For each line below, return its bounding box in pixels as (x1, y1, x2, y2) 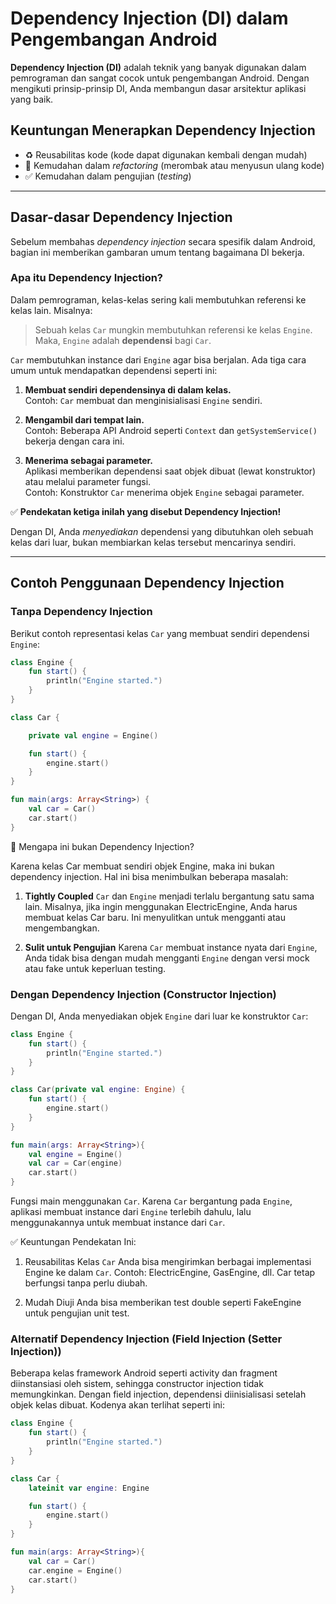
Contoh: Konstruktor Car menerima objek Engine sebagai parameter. (24, 486, 305, 498)
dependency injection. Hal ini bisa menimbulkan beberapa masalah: (10, 870, 289, 882)
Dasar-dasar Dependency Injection (10, 209, 233, 226)
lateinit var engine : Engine (28, 1483, 150, 1493)
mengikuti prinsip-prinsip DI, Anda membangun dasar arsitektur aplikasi (10, 82, 307, 94)
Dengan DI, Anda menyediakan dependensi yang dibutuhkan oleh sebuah (10, 525, 314, 537)
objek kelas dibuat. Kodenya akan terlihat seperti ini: (10, 1399, 226, 1411)
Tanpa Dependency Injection (10, 605, 153, 619)
